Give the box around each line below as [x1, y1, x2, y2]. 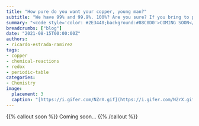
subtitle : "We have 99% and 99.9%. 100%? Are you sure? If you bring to [6, 14, 190, 20]
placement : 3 [11, 91, 44, 97]
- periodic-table [6, 69, 49, 75]
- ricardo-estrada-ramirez [6, 42, 73, 48]
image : [6, 86, 23, 92]
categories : [6, 75, 36, 80]
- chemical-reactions [6, 58, 60, 64]
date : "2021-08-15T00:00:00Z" [6, 31, 81, 37]
